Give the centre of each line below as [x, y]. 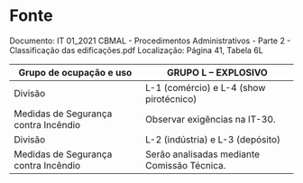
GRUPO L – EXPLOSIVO [217, 72]
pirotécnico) [171, 98]
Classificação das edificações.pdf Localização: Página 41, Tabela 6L [136, 50]
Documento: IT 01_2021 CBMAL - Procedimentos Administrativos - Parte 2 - [150, 41]
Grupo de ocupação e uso [75, 72]
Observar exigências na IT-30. [211, 119]
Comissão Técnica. [186, 165]
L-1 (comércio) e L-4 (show [206, 87]
